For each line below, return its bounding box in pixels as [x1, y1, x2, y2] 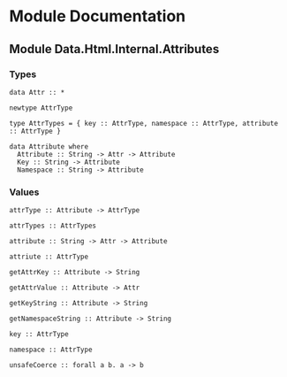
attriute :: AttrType [9, 252, 89, 262]
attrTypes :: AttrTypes [9, 221, 97, 231]
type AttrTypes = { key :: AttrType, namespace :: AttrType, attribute [9, 119, 278, 127]
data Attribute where [9, 142, 89, 151]
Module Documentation [9, 6, 186, 27]
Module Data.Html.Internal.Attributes [9, 42, 220, 57]
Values [9, 186, 40, 198]
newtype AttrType [9, 104, 73, 112]
